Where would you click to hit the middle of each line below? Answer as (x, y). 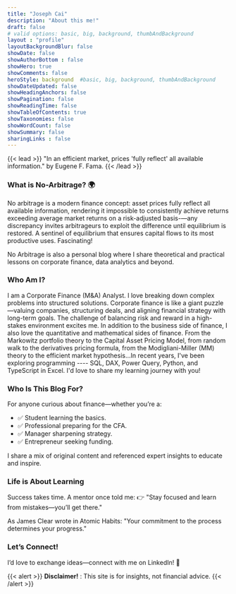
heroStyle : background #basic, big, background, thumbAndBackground (112, 79)
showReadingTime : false (42, 106)
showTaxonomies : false (41, 119)
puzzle (214, 303)
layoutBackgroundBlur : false (50, 47)
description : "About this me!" (53, 20)
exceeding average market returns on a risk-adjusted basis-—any (103, 218)
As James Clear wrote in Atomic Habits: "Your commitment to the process (114, 521)
